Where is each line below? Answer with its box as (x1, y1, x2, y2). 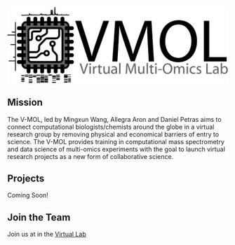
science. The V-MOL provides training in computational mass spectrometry (7, 137, 224, 146)
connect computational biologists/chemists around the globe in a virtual (7, 122, 215, 131)
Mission (7, 97, 43, 108)
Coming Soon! (7, 191, 49, 199)
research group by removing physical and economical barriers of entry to (7, 129, 220, 139)
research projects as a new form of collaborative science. (7, 152, 174, 160)
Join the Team (7, 211, 71, 223)
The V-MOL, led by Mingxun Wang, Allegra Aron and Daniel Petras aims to (7, 115, 222, 123)
